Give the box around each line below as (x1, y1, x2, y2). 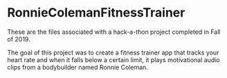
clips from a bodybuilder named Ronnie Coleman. (7, 63, 149, 71)
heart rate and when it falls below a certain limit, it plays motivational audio (7, 55, 220, 64)
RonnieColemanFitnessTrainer (7, 5, 185, 21)
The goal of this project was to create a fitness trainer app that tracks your (7, 48, 219, 57)
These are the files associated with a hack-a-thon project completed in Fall (7, 28, 221, 36)
